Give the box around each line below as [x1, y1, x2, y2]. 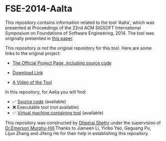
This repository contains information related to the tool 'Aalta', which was [5, 19, 155, 25]
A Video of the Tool [12, 79, 52, 85]
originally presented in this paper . [5, 35, 74, 41]
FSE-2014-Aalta [5, 3, 73, 14]
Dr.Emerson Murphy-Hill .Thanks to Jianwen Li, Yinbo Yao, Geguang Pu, [5, 125, 151, 131]
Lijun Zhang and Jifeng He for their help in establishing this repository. [5, 130, 149, 136]
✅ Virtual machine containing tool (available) [12, 110, 104, 116]
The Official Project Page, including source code [12, 60, 112, 66]
